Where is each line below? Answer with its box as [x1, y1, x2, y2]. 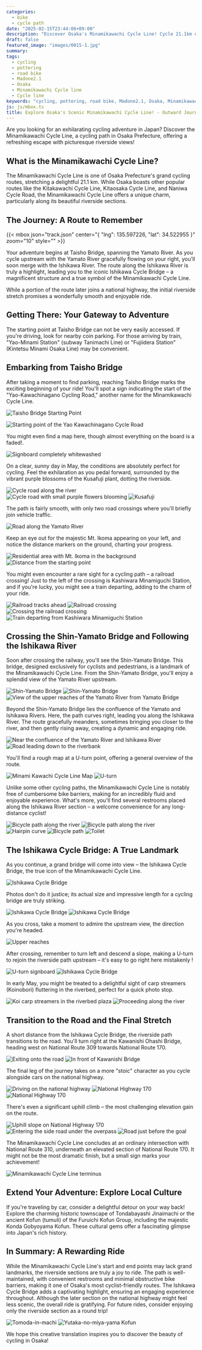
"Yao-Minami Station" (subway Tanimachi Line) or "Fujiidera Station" [6, 338, 176, 346]
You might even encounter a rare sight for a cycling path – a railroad [6, 570, 174, 578]
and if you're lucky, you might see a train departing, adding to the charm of [6, 583, 192, 590]
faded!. [6, 439, 24, 446]
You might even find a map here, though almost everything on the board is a [6, 432, 195, 439]
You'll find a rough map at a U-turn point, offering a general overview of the [6, 754, 194, 762]
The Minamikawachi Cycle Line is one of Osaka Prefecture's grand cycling [6, 172, 191, 179]
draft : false [6, 37, 39, 43]
